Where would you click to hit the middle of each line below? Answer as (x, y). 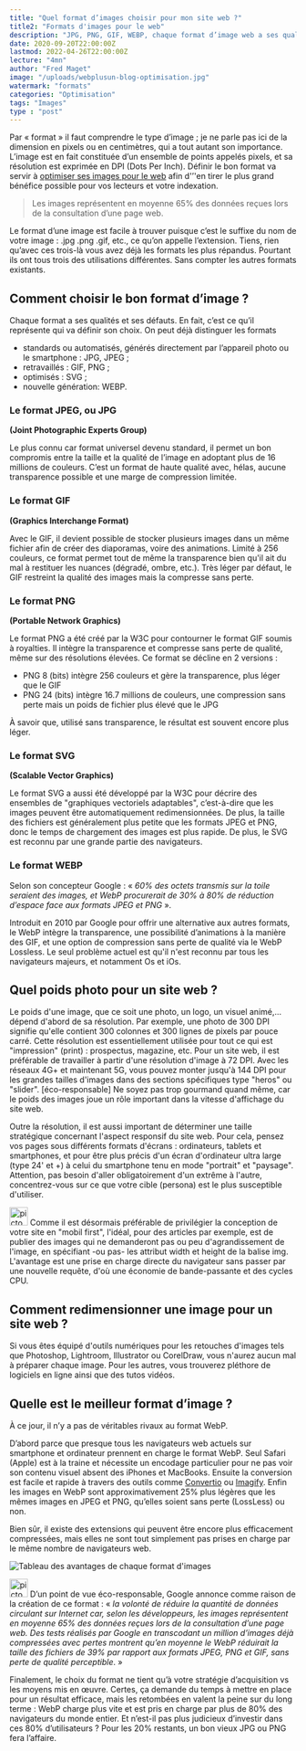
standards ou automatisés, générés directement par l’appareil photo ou (156, 348)
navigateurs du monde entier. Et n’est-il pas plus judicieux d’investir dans (146, 1718)
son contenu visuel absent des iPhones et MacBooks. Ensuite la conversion (151, 1472)
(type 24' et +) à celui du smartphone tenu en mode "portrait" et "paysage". (152, 1166)
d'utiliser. (26, 1195)
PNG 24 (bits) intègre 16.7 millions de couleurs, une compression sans (154, 694)
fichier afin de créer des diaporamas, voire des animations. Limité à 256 (144, 548)
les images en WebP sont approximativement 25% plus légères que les (143, 1492)
